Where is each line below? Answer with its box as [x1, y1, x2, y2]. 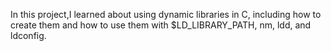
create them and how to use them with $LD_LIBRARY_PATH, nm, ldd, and [10, 19, 312, 31]
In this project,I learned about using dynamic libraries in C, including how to [10, 9, 322, 20]
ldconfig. [10, 30, 47, 41]
